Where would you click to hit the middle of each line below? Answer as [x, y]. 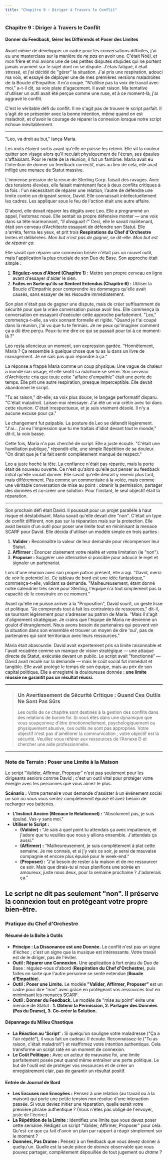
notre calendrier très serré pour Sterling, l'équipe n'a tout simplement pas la [83, 588]
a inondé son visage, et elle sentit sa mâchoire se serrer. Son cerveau [77, 371]
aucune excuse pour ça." [31, 413]
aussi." [27, 840]
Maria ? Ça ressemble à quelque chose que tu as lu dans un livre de [75, 351]
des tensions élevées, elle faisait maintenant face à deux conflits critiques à [83, 185]
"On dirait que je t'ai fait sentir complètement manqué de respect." [73, 454]
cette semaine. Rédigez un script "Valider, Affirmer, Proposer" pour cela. [87, 1125]
